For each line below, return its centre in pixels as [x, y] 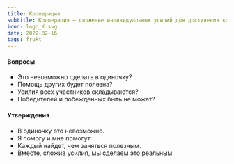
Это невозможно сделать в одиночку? [75, 77]
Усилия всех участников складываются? [78, 92]
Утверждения [29, 115]
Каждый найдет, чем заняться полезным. [79, 145]
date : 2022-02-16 [32, 33]
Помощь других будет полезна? [65, 85]
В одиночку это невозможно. [61, 131]
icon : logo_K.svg [32, 26]
